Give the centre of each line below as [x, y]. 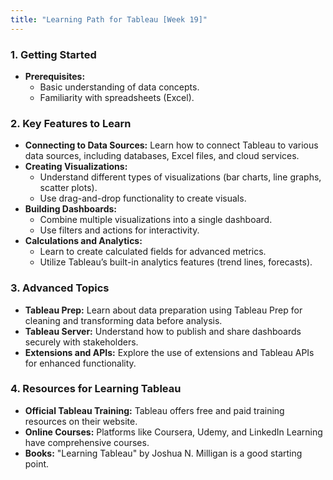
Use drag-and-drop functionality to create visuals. [143, 198]
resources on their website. [81, 421]
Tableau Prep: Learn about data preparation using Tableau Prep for [163, 310]
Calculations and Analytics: [83, 241]
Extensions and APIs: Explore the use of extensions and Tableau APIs [169, 352]
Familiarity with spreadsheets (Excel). [117, 97]
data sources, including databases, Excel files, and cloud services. [162, 156]
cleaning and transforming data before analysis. [123, 320]
